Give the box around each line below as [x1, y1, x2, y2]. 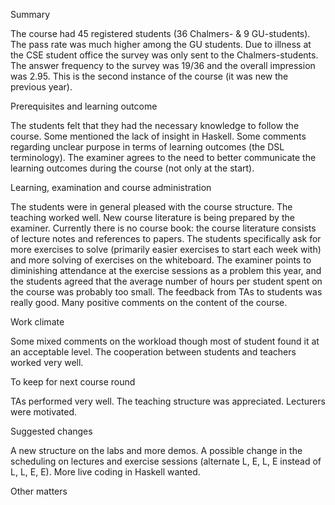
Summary [10, 9, 51, 20]
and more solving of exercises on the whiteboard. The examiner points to [10, 254, 312, 266]
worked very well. [10, 357, 84, 368]
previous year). [10, 81, 73, 93]
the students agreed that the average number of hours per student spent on [10, 275, 323, 287]
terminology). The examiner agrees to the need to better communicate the [10, 152, 317, 163]
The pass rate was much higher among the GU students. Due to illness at [10, 39, 312, 50]
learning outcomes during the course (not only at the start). [10, 162, 255, 174]
